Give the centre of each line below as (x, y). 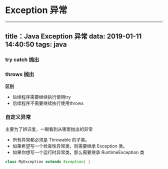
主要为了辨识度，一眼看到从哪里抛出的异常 (49, 129)
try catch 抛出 (22, 59)
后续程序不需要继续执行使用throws (48, 103)
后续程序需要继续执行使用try (41, 97)
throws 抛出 (19, 74)
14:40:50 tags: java (36, 45)
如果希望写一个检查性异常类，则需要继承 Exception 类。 (70, 146)
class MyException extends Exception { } (48, 161)
